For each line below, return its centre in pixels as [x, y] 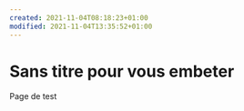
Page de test [33, 96]
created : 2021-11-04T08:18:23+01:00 [79, 18]
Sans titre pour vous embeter [122, 71]
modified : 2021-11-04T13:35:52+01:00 [81, 26]
